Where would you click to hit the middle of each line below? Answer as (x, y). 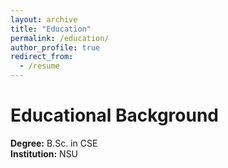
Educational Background (114, 115)
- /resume (39, 66)
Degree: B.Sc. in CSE (54, 143)
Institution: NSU (44, 153)
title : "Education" (51, 29)
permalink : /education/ (60, 38)
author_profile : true (55, 47)
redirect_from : (42, 57)
